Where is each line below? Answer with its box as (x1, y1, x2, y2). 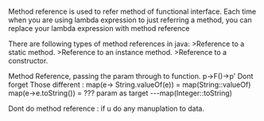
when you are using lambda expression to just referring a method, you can (8, 15, 252, 25)
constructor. (8, 56, 49, 65)
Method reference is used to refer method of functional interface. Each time (8, 7, 257, 16)
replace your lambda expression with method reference (8, 24, 190, 33)
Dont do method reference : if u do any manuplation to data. (8, 103, 205, 113)
